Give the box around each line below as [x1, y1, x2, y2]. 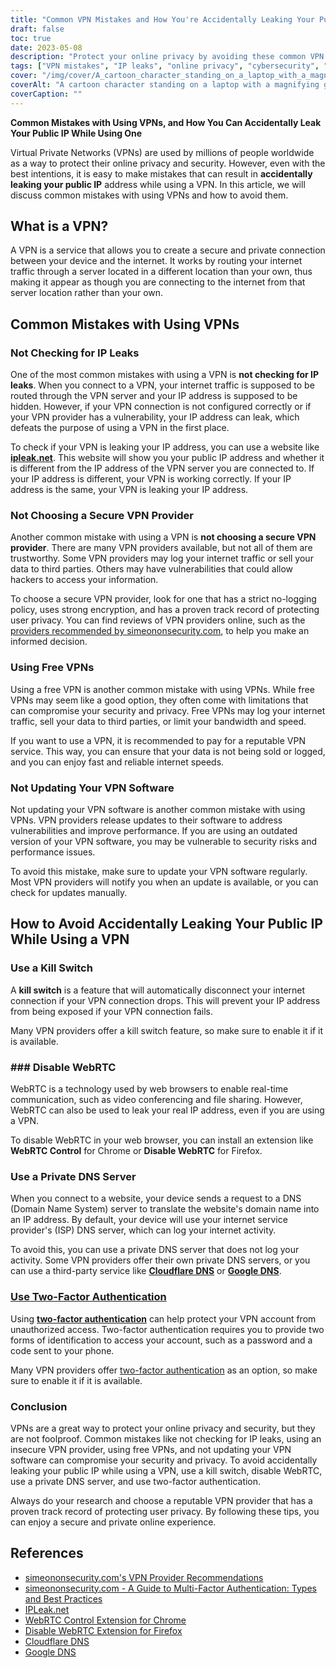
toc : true [10, 33, 52, 43]
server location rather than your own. [10, 287, 164, 299]
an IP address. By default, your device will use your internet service [10, 1214, 288, 1226]
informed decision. [10, 636, 88, 648]
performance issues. [10, 846, 96, 858]
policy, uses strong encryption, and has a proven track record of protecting [10, 604, 320, 616]
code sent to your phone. [10, 1344, 115, 1356]
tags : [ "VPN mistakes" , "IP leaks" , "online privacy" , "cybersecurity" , [10, 61, 320, 71]
